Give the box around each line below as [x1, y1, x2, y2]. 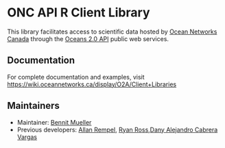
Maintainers [7, 100, 60, 112]
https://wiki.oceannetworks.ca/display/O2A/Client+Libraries [7, 80, 177, 88]
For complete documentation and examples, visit [7, 73, 145, 81]
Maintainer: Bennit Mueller [16, 118, 92, 126]
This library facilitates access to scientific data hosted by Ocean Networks [7, 27, 217, 36]
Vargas [16, 132, 38, 141]
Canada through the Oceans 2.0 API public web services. [7, 34, 169, 42]
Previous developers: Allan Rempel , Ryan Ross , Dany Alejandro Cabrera [16, 125, 218, 134]
